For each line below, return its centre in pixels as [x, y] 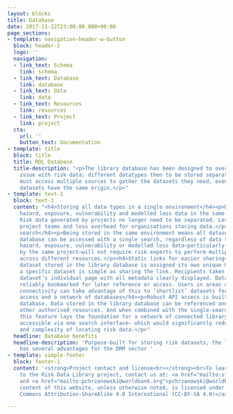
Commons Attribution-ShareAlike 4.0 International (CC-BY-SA [110, 394]
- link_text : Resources [48, 104]
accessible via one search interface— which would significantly [116, 323]
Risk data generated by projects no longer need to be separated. [118, 220]
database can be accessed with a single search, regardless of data [121, 239]
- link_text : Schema [43, 65]
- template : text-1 [35, 194]
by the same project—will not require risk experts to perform [113, 252]
